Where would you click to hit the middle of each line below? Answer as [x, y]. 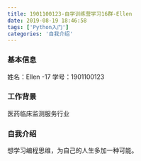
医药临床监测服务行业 [38, 113]
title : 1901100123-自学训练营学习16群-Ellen [70, 14]
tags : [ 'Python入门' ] [38, 27]
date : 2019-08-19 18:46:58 [47, 21]
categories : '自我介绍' [40, 34]
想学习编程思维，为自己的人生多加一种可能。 [73, 150]
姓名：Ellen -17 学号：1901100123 [56, 77]
